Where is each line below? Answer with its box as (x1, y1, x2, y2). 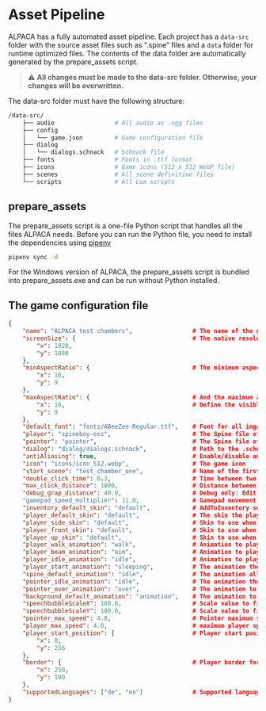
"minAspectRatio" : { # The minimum (22, 364, 239, 372)
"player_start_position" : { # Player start (22, 629, 243, 637)
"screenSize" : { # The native (22, 334, 236, 342)
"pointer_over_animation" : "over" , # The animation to (22, 585, 257, 593)
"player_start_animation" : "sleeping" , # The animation (22, 563, 246, 571)
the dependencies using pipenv (8, 238, 112, 247)
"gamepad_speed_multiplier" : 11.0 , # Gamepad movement (22, 497, 257, 505)
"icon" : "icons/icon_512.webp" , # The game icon (22, 460, 246, 468)
